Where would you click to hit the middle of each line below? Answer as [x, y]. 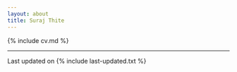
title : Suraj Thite [36, 20]
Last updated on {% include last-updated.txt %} [77, 61]
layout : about [28, 14]
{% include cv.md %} [38, 40]
